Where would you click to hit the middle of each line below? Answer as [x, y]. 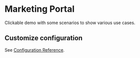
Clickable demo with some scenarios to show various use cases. [70, 23]
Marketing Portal [40, 9]
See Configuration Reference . [35, 50]
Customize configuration [44, 38]
